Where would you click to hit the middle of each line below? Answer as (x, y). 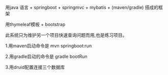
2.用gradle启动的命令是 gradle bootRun (46, 56)
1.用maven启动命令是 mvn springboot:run (49, 46)
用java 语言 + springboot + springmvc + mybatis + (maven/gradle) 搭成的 (82, 7)
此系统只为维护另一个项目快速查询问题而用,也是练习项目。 (66, 35)
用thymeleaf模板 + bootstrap (35, 24)
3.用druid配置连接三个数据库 (35, 67)
